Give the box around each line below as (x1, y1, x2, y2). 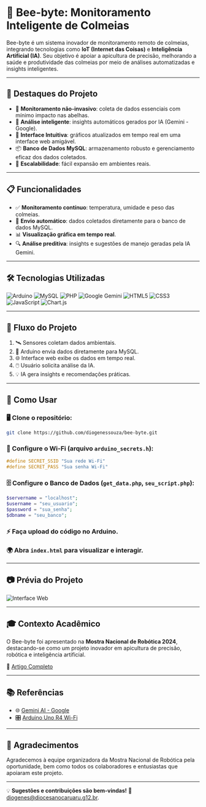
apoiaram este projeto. (6, 770, 63, 777)
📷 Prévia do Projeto (6, 575, 83, 586)
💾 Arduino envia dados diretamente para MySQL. (15, 348, 139, 355)
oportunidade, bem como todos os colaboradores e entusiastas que (6, 763, 178, 770)
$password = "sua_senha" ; (6, 506, 72, 513)
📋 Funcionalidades (6, 184, 82, 195)
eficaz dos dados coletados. (15, 153, 88, 160)
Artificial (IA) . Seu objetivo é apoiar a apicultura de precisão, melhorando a (6, 52, 197, 59)
